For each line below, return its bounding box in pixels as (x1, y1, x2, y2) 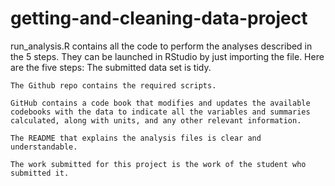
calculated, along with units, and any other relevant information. (10, 115, 302, 126)
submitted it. (10, 168, 70, 178)
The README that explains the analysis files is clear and (10, 133, 262, 143)
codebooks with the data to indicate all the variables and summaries (10, 107, 311, 117)
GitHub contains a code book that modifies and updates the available (10, 98, 311, 108)
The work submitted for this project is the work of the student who (10, 159, 307, 169)
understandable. (10, 142, 78, 152)
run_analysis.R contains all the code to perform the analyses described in (10, 40, 313, 52)
